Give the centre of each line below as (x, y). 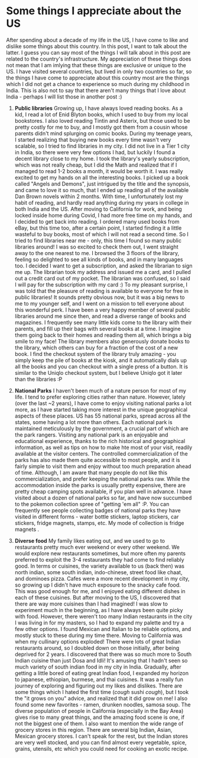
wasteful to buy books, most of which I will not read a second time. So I (102, 234)
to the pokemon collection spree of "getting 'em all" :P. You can (92, 504)
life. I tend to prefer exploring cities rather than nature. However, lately (100, 397)
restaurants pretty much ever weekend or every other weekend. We (97, 547)
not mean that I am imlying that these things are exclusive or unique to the (96, 65)
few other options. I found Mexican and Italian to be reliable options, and (103, 629)
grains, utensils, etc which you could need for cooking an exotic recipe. (101, 749)
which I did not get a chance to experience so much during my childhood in (98, 84)
